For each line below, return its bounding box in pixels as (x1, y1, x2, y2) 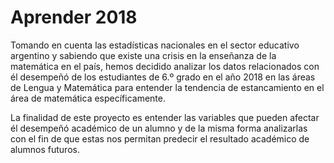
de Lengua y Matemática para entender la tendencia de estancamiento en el (10, 81, 325, 93)
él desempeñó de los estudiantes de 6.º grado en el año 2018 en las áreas (10, 71, 316, 83)
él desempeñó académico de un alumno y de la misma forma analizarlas (10, 122, 308, 134)
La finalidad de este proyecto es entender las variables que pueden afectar (10, 111, 320, 123)
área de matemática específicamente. (10, 92, 167, 104)
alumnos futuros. (10, 143, 80, 155)
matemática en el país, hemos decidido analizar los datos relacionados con (10, 60, 320, 72)
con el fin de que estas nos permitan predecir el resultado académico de (10, 132, 310, 145)
